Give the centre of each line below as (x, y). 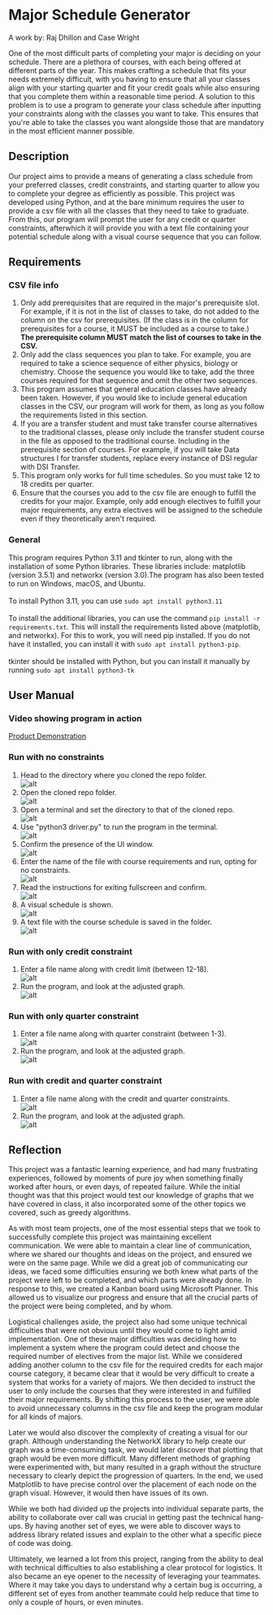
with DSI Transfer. (50, 467)
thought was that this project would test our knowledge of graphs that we (131, 1196)
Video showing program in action (75, 719)
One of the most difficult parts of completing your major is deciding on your (135, 53)
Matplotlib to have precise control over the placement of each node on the (133, 1484)
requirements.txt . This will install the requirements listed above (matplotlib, (135, 627)
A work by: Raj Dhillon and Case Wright (74, 37)
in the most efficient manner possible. (72, 131)
